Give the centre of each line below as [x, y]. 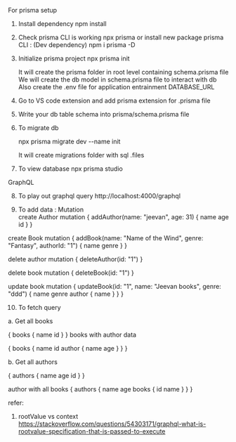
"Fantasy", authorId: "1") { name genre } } [68, 246]
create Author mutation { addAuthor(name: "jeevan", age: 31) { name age [123, 217]
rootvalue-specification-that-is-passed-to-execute [92, 431]
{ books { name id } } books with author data [72, 334]
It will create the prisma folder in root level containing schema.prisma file [123, 72]
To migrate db [38, 128]
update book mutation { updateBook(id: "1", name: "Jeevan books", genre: [115, 286]
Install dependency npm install [63, 24]
